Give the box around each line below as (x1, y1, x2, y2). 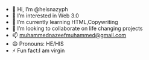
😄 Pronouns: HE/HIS (11, 40, 65, 47)
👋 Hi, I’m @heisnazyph (11, 6, 68, 13)
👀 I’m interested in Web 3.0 (11, 12, 80, 19)
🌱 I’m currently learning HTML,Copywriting (11, 19, 119, 25)
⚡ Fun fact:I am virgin (11, 47, 65, 54)
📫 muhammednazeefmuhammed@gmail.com (11, 32, 127, 38)
